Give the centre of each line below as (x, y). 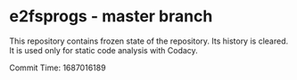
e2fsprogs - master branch (111, 16)
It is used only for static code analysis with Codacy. (103, 50)
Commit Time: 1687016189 (58, 68)
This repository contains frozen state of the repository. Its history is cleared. (148, 41)
